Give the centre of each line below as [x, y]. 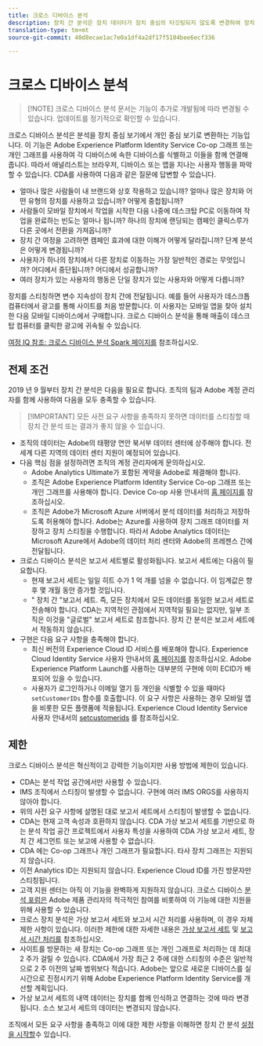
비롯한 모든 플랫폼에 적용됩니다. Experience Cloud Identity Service [144, 708]
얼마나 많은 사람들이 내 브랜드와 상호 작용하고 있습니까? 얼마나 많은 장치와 [132, 191]
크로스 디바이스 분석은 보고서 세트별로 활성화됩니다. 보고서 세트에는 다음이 [132, 561]
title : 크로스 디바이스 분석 [48, 15]
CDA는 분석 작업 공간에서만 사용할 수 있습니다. [90, 781]
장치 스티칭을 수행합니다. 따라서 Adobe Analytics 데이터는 [141, 531]
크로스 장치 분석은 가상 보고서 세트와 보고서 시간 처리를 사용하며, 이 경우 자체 [136, 919]
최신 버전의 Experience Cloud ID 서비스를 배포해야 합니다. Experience [140, 649]
